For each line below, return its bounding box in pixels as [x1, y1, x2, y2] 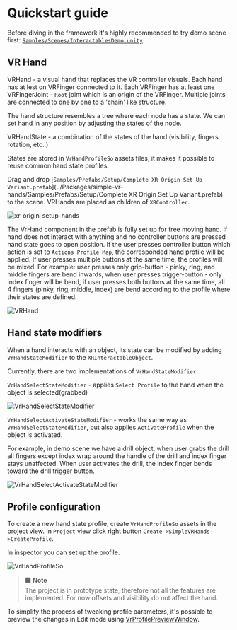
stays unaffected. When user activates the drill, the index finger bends [7, 459, 212, 467]
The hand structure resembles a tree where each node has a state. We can [7, 111, 225, 119]
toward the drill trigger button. [7, 467, 95, 475]
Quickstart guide [7, 5, 108, 21]
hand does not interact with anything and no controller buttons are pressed [7, 232, 226, 241]
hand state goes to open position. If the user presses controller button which [7, 240, 231, 248]
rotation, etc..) [7, 140, 49, 148]
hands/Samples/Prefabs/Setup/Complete [7, 189, 127, 199]
